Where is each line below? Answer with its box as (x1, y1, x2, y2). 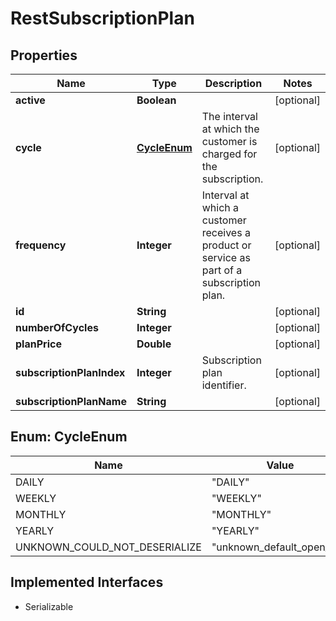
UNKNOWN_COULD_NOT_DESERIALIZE (15, 540, 202, 554)
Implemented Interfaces (10, 574, 164, 591)
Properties (10, 47, 78, 64)
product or (201, 238, 252, 252)
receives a (201, 226, 251, 239)
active (15, 93, 46, 107)
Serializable (24, 600, 74, 612)
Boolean (136, 93, 177, 107)
